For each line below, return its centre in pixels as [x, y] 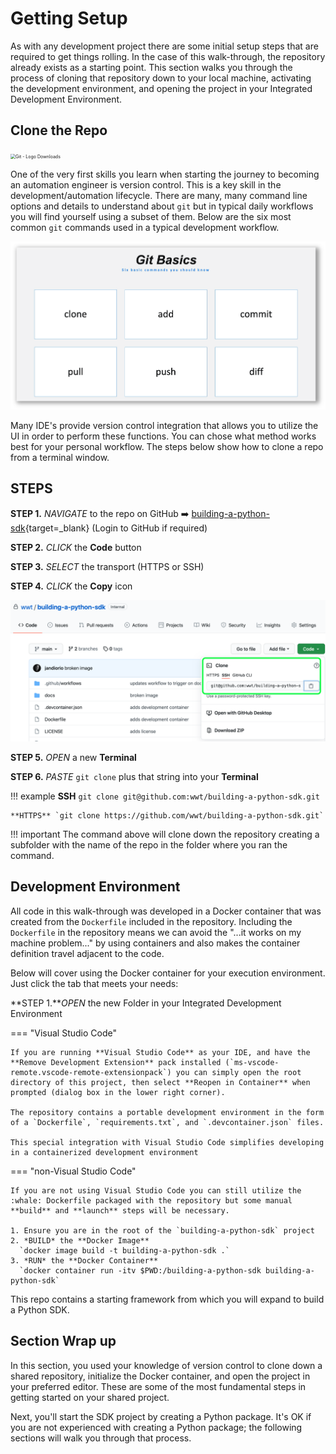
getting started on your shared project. [90, 1397]
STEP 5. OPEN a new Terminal [73, 757]
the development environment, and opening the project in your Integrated [161, 88]
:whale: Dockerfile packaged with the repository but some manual [151, 1200]
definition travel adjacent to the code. [87, 953]
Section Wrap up [63, 1341]
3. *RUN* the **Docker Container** [84, 1260]
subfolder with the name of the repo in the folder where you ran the [149, 844]
